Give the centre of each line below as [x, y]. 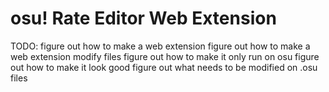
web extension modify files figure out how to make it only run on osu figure [165, 56]
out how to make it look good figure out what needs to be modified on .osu [164, 67]
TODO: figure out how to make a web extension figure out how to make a [160, 46]
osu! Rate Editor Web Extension [143, 18]
